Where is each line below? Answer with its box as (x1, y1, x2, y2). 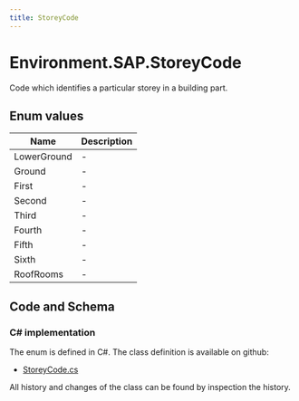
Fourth (14, 224, 43, 236)
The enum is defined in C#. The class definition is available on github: (9, 347, 269, 358)
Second (14, 195, 47, 207)
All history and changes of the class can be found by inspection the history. (9, 382, 292, 393)
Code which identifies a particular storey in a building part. (9, 82, 228, 93)
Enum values (9, 108, 84, 123)
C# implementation (9, 326, 96, 339)
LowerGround (14, 150, 72, 163)
